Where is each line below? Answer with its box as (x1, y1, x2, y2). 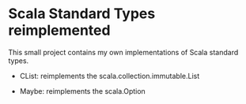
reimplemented (8, 21, 111, 39)
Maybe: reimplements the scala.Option (19, 86, 146, 95)
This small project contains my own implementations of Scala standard (8, 47, 239, 57)
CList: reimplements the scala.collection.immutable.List (19, 71, 200, 80)
